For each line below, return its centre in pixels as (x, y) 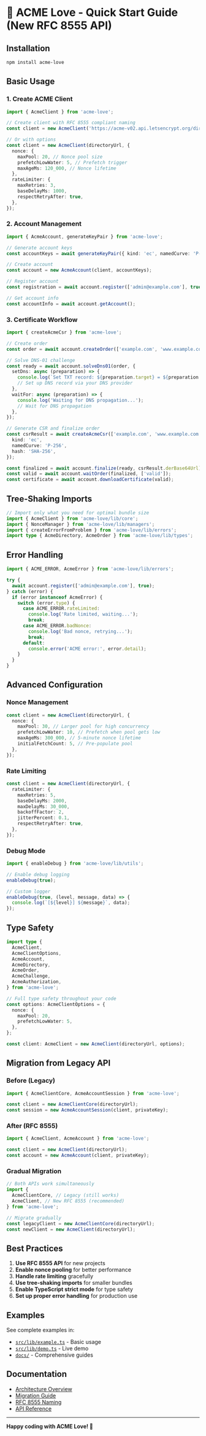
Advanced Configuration (55, 685)
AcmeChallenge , (31, 976)
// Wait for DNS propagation (55, 406)
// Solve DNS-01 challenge (41, 360)
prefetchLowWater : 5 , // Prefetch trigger (72, 162)
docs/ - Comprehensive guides (54, 1355)
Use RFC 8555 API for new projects (60, 1263)
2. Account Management (44, 224)
